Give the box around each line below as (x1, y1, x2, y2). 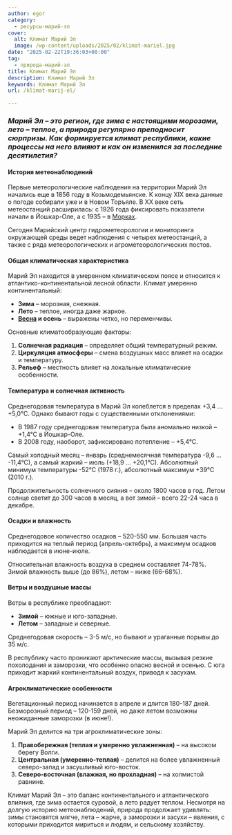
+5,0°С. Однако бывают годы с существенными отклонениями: (8, 409, 195, 417)
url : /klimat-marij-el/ (8, 87, 77, 94)
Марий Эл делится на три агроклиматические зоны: (8, 727, 163, 736)
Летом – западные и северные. (17, 619, 111, 628)
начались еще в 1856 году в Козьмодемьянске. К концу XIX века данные (8, 191, 223, 199)
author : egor (8, 10, 46, 17)
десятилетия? (8, 151, 58, 160)
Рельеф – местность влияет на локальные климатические (17, 364, 191, 372)
